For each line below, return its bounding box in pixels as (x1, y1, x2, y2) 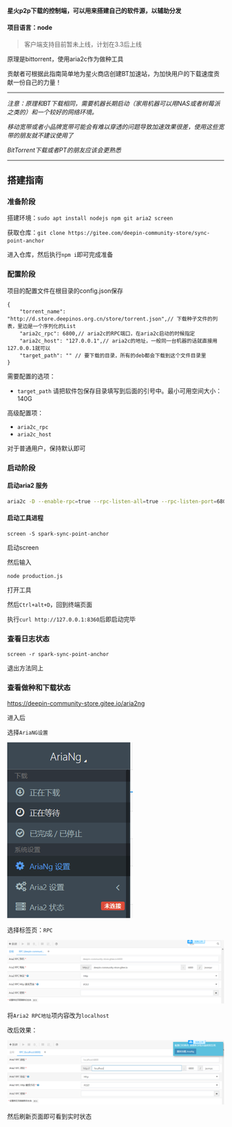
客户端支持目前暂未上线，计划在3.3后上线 (23, 40, 143, 48)
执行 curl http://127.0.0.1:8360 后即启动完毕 (7, 615, 136, 623)
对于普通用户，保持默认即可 (7, 444, 86, 452)
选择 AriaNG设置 (7, 728, 48, 736)
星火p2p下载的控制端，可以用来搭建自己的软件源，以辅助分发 (7, 6, 182, 15)
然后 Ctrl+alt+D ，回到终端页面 (7, 600, 93, 608)
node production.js (7, 572, 63, 579)
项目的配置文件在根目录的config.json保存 (7, 287, 124, 295)
